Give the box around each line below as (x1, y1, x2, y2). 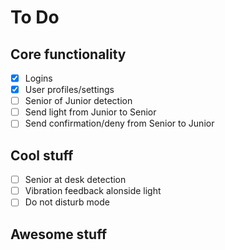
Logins (24, 72, 53, 84)
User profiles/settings (24, 84, 115, 96)
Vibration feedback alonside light (24, 185, 162, 197)
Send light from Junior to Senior (24, 106, 157, 118)
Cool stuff (10, 147, 74, 164)
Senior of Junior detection (24, 95, 133, 107)
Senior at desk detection (24, 174, 127, 186)
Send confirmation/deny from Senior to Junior (24, 117, 215, 130)
